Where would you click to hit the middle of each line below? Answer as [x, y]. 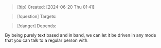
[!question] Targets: [37, 16]
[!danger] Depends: [36, 26]
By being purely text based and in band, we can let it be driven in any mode [81, 35]
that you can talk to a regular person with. [47, 40]
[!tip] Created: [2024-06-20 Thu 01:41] [56, 7]
